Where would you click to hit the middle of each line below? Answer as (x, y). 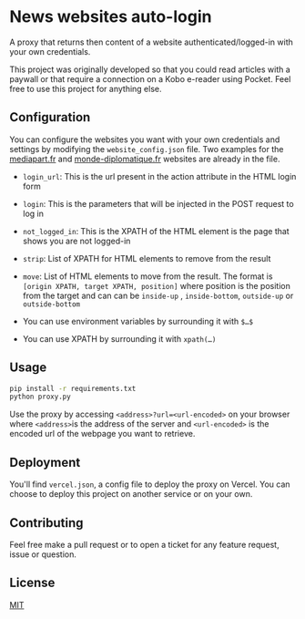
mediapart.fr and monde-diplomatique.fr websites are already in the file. (145, 159)
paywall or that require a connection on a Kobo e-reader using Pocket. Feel (150, 78)
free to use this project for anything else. (86, 88)
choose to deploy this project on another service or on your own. (131, 494)
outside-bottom (51, 304)
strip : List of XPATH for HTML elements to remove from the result (147, 258)
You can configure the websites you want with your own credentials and (145, 139)
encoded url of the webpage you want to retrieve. (102, 434)
